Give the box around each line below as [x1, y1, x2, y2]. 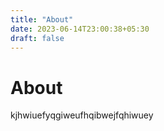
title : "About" [10, 14, 74, 25]
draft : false [10, 33, 65, 43]
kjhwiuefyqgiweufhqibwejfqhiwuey [10, 109, 154, 121]
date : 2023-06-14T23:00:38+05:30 [10, 24, 150, 34]
